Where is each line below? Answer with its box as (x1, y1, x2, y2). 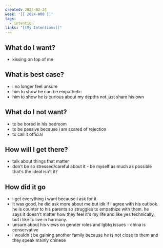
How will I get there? (5, 145, 68, 154)
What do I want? (5, 43, 56, 52)
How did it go (5, 183, 46, 191)
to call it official (12, 131, 43, 137)
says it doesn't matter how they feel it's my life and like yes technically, (12, 211, 155, 217)
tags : (5, 16, 16, 21)
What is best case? (5, 70, 64, 79)
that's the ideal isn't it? (12, 169, 58, 175)
